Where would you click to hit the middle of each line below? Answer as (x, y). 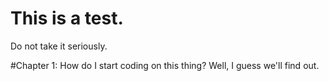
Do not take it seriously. (59, 46)
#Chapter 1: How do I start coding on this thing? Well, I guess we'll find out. (165, 65)
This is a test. (67, 18)
